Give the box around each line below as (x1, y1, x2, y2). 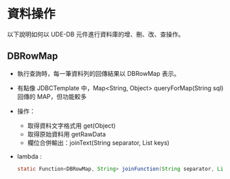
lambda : (16, 152, 43, 161)
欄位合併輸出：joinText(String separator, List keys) (27, 138, 170, 147)
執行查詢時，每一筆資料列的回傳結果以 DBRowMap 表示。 (16, 69, 181, 77)
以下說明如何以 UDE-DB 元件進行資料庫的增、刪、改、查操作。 (7, 30, 185, 38)
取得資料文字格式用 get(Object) (27, 121, 116, 130)
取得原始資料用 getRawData (27, 130, 106, 138)
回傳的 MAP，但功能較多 (16, 92, 87, 100)
